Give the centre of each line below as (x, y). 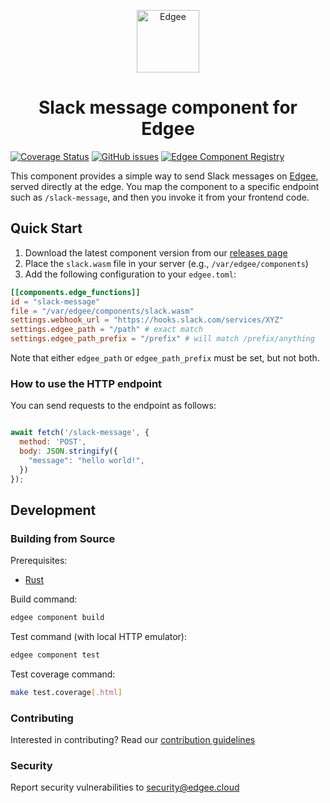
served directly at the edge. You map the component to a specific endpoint (165, 186)
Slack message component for (168, 107)
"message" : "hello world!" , (86, 460)
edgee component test (55, 655)
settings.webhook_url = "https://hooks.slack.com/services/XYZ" (147, 320)
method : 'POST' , (53, 442)
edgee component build (57, 618)
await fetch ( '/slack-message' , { (80, 433)
